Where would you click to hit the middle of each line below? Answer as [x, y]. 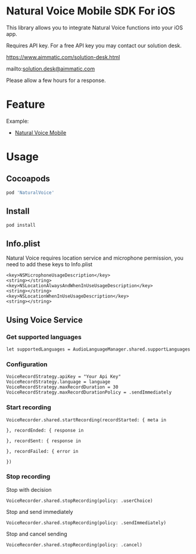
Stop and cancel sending [37, 534]
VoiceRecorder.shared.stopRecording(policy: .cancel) [74, 545]
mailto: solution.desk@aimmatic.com [51, 69]
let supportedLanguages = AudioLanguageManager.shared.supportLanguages [98, 349]
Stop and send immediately [40, 512]
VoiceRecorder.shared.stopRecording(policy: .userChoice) [80, 501]
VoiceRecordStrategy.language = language [58, 382]
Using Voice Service [45, 320]
